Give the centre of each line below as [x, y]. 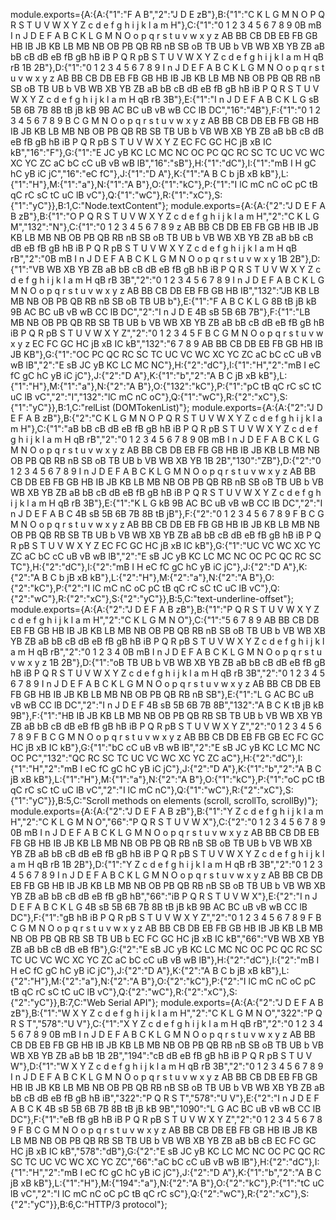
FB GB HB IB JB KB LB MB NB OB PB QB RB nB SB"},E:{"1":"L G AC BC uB [162, 694]
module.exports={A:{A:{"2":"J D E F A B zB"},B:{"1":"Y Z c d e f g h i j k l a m [167, 811]
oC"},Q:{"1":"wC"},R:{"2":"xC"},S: [218, 397]
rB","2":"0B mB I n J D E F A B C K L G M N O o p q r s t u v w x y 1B [149, 258]
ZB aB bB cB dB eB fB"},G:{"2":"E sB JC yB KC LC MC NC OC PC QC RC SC [166, 949]
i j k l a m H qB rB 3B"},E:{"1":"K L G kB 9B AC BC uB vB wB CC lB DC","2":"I [166, 503]
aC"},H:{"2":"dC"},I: [262, 758]
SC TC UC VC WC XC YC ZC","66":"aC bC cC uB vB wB [125, 1162]
